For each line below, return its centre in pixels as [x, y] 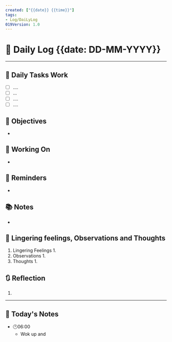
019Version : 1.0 [23, 24]
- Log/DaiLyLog [21, 19]
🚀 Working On [28, 149]
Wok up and [33, 334]
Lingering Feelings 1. [34, 250]
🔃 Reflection [25, 278]
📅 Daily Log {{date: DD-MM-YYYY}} [83, 50]
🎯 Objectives [26, 121]
